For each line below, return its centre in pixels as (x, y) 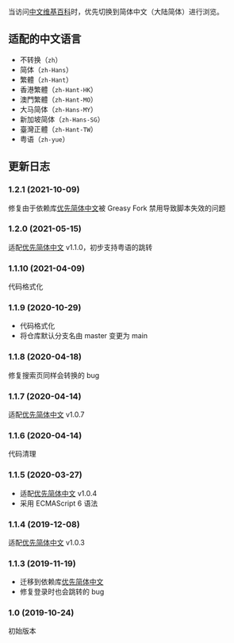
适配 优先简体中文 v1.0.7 (46, 414)
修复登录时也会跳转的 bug (62, 592)
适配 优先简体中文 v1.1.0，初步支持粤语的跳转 (81, 247)
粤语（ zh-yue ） (44, 139)
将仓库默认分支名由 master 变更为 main (84, 336)
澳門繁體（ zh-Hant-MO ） (58, 99)
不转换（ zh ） (41, 60)
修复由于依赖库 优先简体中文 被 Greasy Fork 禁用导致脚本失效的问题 (117, 208)
